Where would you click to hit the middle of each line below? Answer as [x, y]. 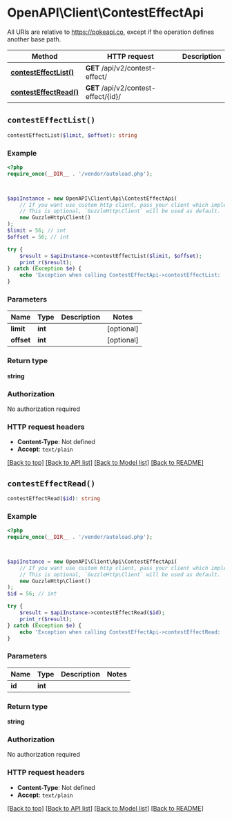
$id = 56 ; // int [32, 594]
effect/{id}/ [103, 96]
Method [45, 56]
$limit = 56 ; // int [37, 231]
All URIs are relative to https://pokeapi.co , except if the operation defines [111, 32]
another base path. [34, 39]
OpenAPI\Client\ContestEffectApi [105, 13]
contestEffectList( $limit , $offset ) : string [72, 135]
